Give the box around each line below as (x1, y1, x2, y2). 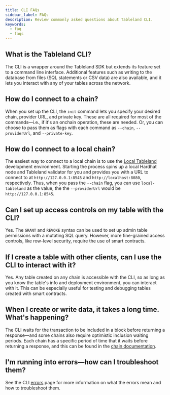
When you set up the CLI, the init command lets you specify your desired (5, 108, 161, 114)
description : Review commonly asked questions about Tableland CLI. (5, 17, 153, 22)
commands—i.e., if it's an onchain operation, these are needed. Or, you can (5, 119, 163, 125)
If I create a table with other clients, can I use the (5, 253, 162, 261)
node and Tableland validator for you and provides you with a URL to (5, 169, 149, 175)
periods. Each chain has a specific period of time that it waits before (5, 337, 148, 343)
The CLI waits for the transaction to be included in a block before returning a (5, 327, 165, 333)
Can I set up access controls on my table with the (5, 205, 164, 214)
